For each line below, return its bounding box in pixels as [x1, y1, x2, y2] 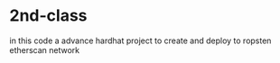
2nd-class [9, 5, 88, 26]
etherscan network [9, 44, 80, 55]
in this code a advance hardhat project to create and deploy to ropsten [9, 35, 272, 46]
